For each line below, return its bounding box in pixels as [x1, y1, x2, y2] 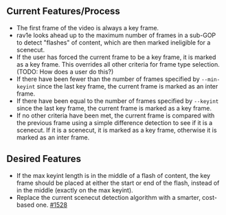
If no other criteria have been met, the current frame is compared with [16, 111, 215, 120]
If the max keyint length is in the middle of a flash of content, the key [16, 171, 211, 179]
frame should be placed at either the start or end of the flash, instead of [16, 179, 220, 187]
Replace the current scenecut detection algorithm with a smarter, [16, 193, 201, 201]
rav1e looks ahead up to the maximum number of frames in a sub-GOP [16, 31, 216, 39]
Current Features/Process [6, 5, 121, 17]
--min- [201, 76, 221, 83]
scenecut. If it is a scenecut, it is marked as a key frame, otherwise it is [16, 126, 217, 134]
